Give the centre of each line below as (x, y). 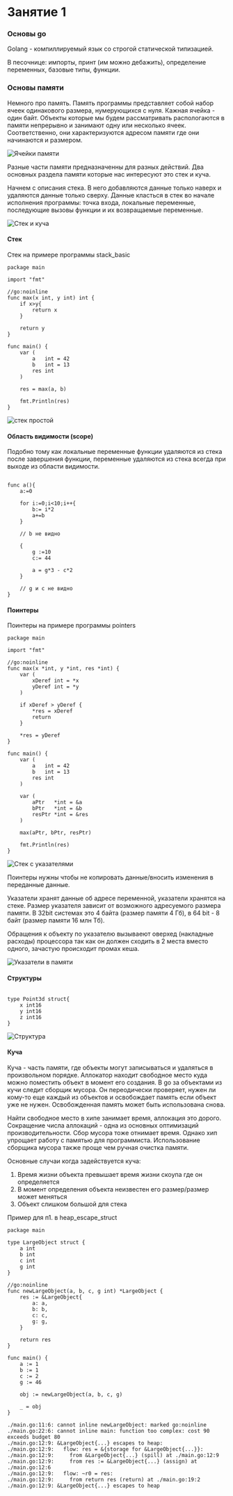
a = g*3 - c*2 (53, 571)
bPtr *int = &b (57, 808)
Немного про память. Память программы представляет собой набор (111, 103)
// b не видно (40, 534)
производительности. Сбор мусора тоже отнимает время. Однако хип (112, 1132)
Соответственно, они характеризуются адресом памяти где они (103, 132)
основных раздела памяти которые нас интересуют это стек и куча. (109, 174)
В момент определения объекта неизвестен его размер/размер (113, 1189)
